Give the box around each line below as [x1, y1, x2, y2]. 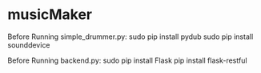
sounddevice [7, 40, 50, 49]
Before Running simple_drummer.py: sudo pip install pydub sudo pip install [7, 32, 254, 41]
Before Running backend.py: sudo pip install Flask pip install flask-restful [7, 56, 247, 65]
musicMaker [7, 6, 93, 24]
